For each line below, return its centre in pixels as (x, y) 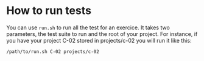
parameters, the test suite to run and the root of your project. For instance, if (102, 34)
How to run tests (49, 11)
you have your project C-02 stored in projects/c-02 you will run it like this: (99, 40)
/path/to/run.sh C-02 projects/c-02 (53, 52)
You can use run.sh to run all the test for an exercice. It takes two (88, 27)
